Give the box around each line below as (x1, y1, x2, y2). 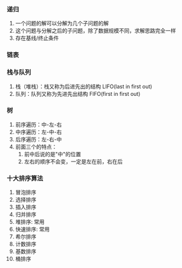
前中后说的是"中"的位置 (24, 150, 82, 157)
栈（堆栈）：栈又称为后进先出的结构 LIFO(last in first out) (15, 83, 152, 90)
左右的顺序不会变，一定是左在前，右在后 (24, 158, 123, 165)
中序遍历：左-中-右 (15, 128, 62, 135)
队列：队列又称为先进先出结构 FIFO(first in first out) (15, 90, 141, 97)
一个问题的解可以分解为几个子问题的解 (15, 20, 109, 27)
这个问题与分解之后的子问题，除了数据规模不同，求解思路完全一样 (15, 27, 176, 34)
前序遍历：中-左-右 (15, 121, 62, 128)
